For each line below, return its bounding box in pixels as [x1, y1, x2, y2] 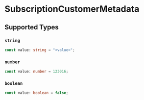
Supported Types [4, 23, 59, 31]
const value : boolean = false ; [4, 91, 69, 96]
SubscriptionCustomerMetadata [4, 3, 140, 15]
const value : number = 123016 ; [4, 69, 69, 74]
